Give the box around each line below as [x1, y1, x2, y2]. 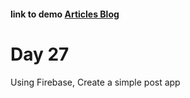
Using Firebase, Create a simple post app [10, 76, 181, 88]
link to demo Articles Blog [10, 8, 120, 20]
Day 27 [10, 43, 70, 65]
